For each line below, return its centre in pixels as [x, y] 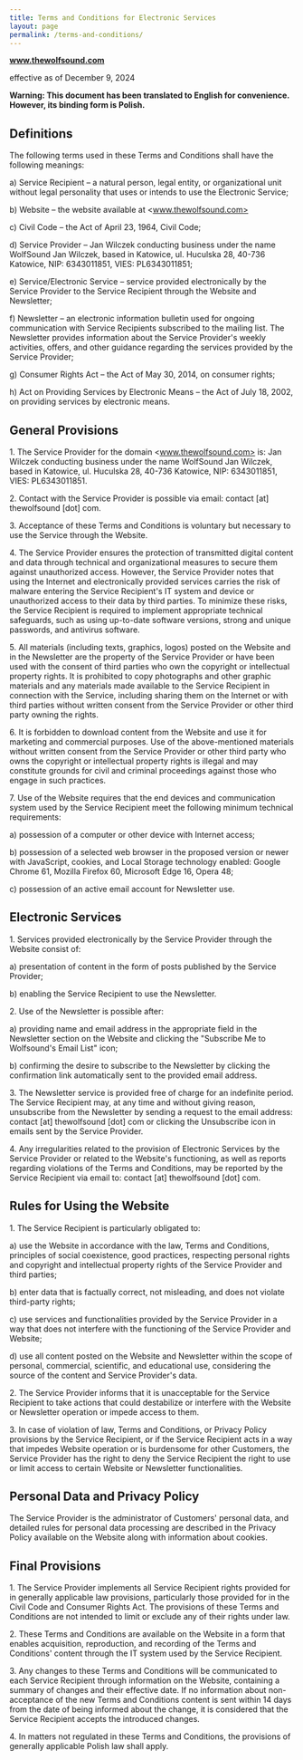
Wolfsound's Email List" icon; [64, 1048]
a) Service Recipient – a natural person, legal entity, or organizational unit [146, 183]
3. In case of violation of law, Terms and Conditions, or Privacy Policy [138, 1429]
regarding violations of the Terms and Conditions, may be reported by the [146, 1168]
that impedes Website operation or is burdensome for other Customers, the [149, 1448]
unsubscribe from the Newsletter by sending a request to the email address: [151, 1111]
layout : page [34, 26]
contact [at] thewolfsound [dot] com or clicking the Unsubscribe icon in [142, 1121]
